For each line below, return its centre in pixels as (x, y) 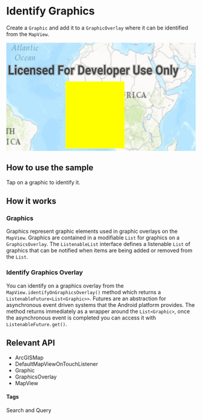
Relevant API (31, 343)
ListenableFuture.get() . (37, 324)
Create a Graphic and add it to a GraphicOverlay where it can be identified (97, 28)
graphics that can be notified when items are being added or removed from (99, 250)
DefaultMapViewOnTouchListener (57, 364)
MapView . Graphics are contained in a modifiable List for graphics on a (93, 238)
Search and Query (29, 410)
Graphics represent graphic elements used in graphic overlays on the (92, 231)
